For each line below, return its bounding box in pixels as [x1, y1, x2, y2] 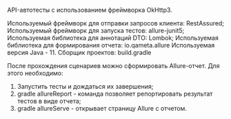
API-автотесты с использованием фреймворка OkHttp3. [7, 6, 172, 14]
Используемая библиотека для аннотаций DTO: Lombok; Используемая [7, 34, 219, 42]
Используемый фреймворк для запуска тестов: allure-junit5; [7, 27, 185, 34]
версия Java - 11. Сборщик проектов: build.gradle [7, 48, 152, 56]
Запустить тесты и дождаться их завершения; [17, 83, 154, 90]
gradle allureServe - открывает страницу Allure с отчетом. [17, 105, 188, 112]
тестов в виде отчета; [17, 97, 81, 105]
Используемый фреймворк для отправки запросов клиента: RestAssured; [7, 19, 225, 27]
